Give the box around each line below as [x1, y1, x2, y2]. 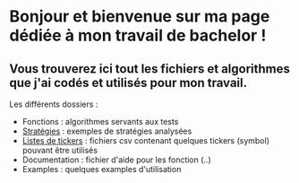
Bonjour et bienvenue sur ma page [9, 6, 270, 27]
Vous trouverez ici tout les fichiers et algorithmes [9, 61, 291, 76]
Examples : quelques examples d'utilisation [21, 164, 182, 174]
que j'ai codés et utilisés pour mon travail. [9, 74, 248, 91]
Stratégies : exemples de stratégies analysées [21, 126, 192, 136]
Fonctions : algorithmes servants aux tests [21, 117, 179, 126]
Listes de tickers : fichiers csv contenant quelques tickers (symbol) [21, 135, 270, 145]
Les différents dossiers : [9, 99, 98, 109]
